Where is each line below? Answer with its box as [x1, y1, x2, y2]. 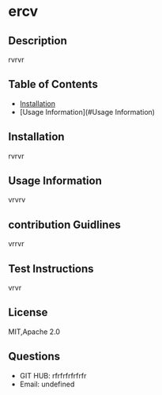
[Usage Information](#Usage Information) [19, 107, 156, 116]
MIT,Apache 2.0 [8, 327, 61, 336]
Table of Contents [8, 78, 99, 91]
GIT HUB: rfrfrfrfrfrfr [19, 370, 87, 380]
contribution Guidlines [8, 218, 121, 231]
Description [8, 34, 67, 47]
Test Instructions [8, 262, 94, 275]
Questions [8, 350, 61, 363]
